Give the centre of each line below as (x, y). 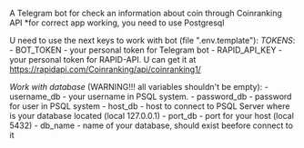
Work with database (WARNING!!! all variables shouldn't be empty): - (139, 87)
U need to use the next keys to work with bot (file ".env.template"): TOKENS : (152, 40)
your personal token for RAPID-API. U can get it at (103, 59)
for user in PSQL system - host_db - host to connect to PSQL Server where (150, 106)
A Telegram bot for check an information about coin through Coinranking (146, 13)
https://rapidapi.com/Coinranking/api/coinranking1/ (106, 69)
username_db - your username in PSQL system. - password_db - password (151, 96)
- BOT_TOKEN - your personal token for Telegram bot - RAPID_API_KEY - (146, 50)
